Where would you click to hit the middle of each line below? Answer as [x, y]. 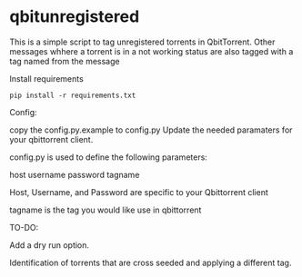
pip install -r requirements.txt [73, 95]
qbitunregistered [75, 17]
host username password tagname [75, 174]
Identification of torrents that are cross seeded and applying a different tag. [151, 262]
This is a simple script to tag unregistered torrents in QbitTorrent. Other [142, 42]
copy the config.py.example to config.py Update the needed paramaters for [151, 130]
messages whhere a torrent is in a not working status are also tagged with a [151, 51]
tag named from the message [65, 61]
